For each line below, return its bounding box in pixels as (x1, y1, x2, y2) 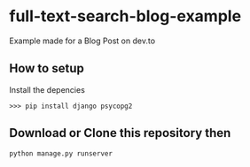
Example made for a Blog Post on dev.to (9, 35, 156, 46)
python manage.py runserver (9, 148, 113, 158)
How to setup (9, 61, 84, 76)
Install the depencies (9, 84, 86, 95)
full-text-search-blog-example (9, 6, 242, 27)
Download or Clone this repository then (9, 125, 231, 140)
